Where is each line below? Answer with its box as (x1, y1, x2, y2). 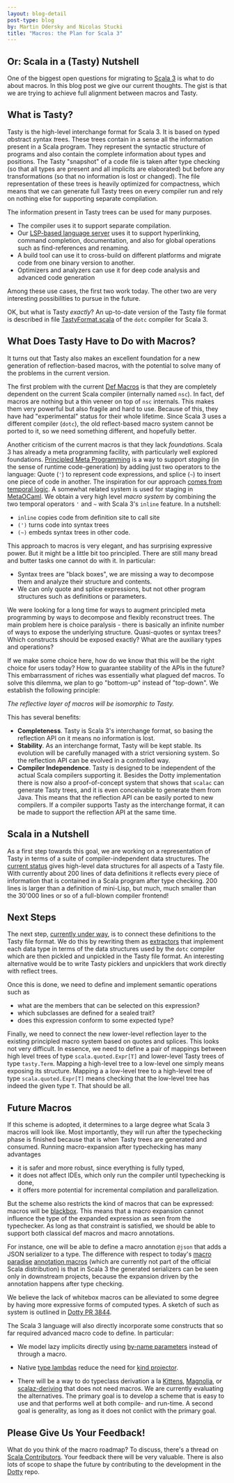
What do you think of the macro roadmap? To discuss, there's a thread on (7, 1445, 219, 1454)
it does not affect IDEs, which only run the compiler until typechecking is (17, 1171, 226, 1179)
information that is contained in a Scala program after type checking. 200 (7, 877, 218, 885)
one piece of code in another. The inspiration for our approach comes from (7, 477, 223, 486)
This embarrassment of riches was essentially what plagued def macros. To (7, 671, 225, 679)
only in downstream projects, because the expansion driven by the (7, 1272, 198, 1281)
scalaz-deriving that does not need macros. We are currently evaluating (17, 1385, 224, 1393)
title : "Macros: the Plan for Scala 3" (7, 29, 123, 37)
